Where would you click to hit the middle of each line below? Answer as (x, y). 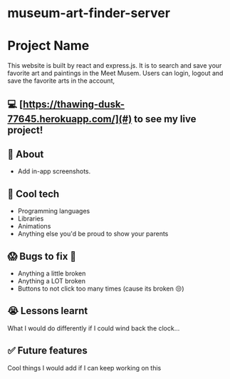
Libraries (31, 218)
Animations (34, 226)
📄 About (26, 154)
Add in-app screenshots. (54, 171)
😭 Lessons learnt (48, 311)
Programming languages (54, 211)
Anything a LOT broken (52, 281)
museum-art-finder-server (89, 13)
